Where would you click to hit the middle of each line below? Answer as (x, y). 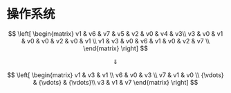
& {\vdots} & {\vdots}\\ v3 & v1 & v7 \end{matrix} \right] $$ (115, 82)
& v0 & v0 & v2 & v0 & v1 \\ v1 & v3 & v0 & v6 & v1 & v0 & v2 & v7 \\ (115, 41)
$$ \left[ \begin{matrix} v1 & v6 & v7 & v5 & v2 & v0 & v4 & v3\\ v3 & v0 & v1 (115, 33)
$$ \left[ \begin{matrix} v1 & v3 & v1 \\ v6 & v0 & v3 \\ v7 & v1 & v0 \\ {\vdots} (115, 75)
